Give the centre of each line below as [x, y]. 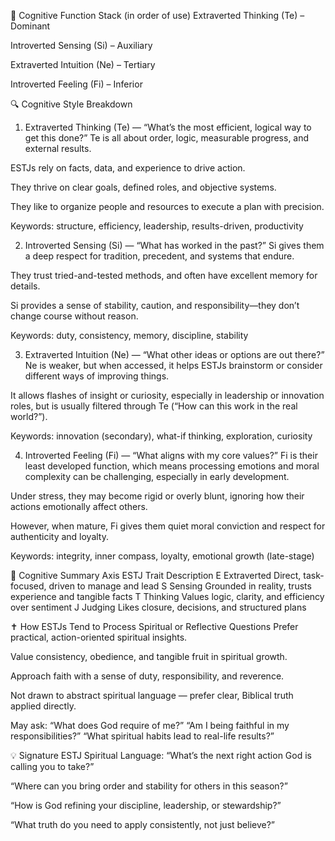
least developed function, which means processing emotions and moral [172, 466]
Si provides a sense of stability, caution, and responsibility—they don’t [155, 305]
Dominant [30, 26]
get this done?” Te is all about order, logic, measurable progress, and [167, 138]
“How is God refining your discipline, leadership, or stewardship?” [146, 805]
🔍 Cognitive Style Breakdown [71, 104]
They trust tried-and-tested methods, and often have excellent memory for [164, 275]
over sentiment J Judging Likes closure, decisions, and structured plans [158, 607]
